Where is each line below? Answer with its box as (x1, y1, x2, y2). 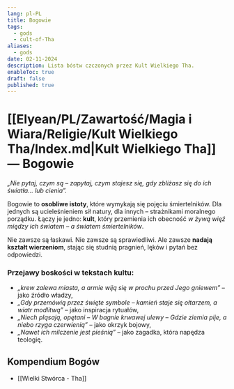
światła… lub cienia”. (7, 186, 68, 195)
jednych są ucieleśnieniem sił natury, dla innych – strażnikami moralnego (7, 207, 216, 216)
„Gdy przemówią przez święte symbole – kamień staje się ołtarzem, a (17, 298, 217, 307)
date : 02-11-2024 (7, 56, 58, 63)
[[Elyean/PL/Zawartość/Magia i (7, 112, 192, 128)
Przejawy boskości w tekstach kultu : (7, 268, 134, 277)
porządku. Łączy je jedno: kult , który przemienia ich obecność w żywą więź (7, 215, 226, 223)
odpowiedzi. (7, 250, 43, 259)
